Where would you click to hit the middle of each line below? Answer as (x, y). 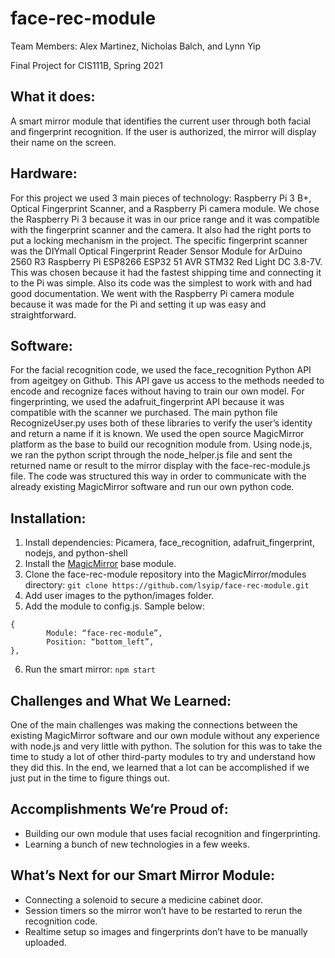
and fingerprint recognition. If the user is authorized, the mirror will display (163, 131)
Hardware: (44, 173)
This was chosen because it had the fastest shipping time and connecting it (166, 272)
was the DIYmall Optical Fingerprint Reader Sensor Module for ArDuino (156, 251)
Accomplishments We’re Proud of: (119, 809)
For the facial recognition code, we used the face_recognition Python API (161, 370)
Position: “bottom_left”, (100, 642)
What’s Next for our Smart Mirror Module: (142, 875)
